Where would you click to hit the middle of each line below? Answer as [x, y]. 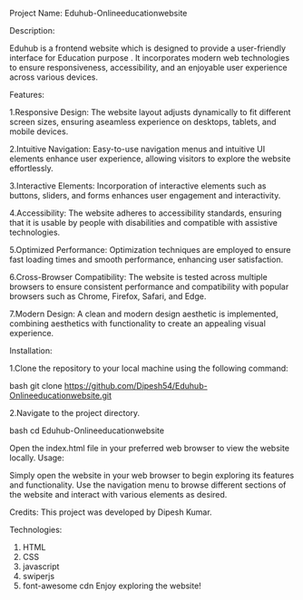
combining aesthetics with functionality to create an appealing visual [137, 324]
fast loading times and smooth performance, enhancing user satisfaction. [147, 259]
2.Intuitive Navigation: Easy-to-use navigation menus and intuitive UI [137, 149]
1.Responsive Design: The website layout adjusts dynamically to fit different [150, 112]
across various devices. [54, 77]
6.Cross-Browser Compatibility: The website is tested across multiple [138, 277]
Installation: [31, 351]
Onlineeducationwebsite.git [60, 395]
